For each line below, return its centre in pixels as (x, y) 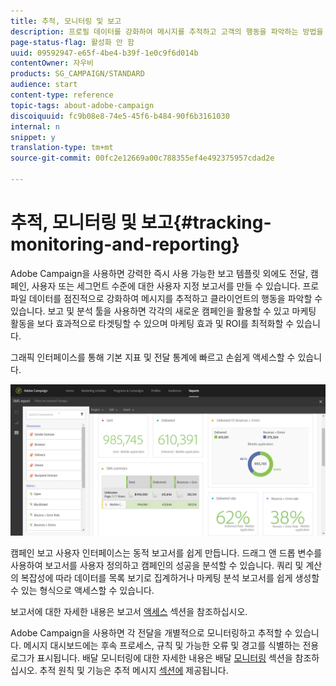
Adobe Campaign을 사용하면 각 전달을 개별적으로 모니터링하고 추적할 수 (151, 632)
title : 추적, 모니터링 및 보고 (66, 21)
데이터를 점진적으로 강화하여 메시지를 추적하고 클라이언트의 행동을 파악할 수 (175, 298)
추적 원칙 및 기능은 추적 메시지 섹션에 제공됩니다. (134, 670)
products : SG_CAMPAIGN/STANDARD (77, 74)
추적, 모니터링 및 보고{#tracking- (141, 222)
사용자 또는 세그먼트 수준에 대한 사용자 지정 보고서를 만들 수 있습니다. (166, 286)
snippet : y (33, 137)
